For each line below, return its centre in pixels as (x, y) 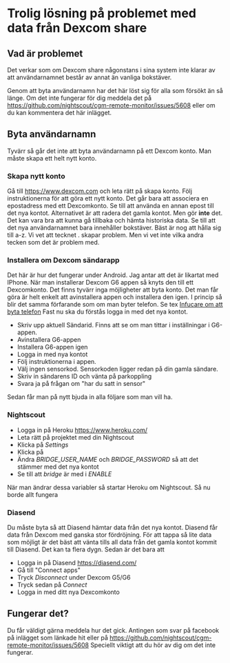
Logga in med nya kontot (52, 354)
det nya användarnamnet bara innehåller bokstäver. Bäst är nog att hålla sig (114, 228)
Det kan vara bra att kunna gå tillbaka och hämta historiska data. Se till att (112, 221)
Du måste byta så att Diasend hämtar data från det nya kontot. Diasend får (113, 527)
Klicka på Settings (43, 445)
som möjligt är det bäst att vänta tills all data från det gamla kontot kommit (112, 542)
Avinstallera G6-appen (49, 340)
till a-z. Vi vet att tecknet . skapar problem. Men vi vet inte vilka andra (105, 235)
